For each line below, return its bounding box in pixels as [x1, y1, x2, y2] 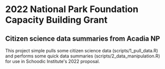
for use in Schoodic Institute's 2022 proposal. [5, 58, 100, 64]
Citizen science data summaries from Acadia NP [5, 34, 160, 43]
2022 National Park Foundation [5, 4, 139, 15]
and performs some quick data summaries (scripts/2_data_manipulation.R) [5, 53, 160, 59]
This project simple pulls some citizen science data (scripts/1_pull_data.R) [5, 48, 158, 53]
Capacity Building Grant [5, 14, 107, 26]
